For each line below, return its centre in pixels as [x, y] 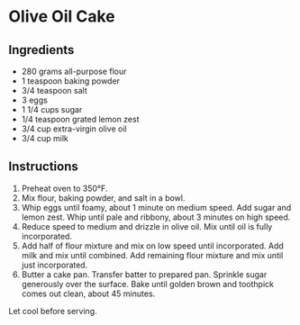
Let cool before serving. [53, 311]
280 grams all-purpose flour [74, 71]
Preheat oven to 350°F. [64, 188]
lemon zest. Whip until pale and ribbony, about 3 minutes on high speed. [156, 217]
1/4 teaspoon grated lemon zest [80, 119]
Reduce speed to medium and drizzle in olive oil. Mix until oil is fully [147, 226]
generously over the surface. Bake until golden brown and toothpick [147, 284]
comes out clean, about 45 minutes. [88, 293]
